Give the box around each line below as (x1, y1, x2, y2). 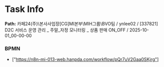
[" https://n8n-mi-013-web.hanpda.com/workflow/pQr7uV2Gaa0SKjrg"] (11, 56, 159, 62)
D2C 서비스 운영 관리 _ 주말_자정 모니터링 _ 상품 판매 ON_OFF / (4, 26, 128, 33)
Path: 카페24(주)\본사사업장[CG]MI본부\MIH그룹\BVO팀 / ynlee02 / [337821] (4, 20, 158, 26)
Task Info (4, 3, 44, 15)
